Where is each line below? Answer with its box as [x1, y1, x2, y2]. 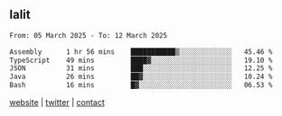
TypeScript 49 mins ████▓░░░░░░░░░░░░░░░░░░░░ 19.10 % [9, 56, 273, 65]
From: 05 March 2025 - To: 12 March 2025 [9, 31, 168, 40]
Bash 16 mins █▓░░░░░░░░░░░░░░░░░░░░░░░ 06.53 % [9, 81, 273, 90]
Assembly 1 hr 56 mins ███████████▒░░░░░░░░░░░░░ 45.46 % [9, 47, 273, 57]
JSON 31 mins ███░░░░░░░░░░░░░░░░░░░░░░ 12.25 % [9, 64, 273, 73]
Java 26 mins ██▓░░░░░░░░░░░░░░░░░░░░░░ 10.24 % [9, 72, 273, 82]
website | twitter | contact [9, 97, 106, 108]
